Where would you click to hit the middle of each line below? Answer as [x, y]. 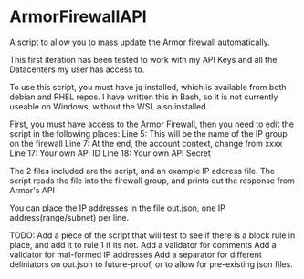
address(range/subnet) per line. [69, 217]
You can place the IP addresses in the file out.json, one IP [118, 208]
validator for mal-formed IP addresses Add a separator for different [136, 254]
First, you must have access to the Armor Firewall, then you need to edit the [152, 124]
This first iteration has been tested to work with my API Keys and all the [143, 59]
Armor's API [32, 190]
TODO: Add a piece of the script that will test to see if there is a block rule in [152, 235]
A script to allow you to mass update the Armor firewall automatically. [140, 42]
